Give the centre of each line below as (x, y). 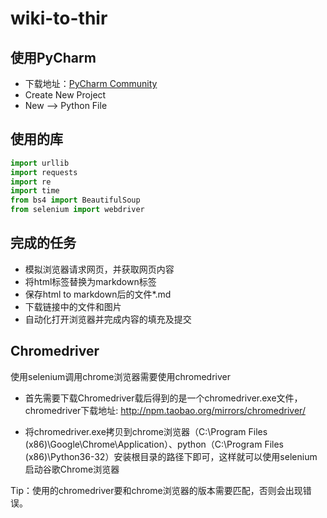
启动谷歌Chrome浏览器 (72, 469)
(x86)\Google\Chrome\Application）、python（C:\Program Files (154, 444)
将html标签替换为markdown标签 (90, 281)
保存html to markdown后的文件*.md (98, 294)
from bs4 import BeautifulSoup (75, 200)
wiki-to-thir (59, 18)
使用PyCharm (53, 57)
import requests (44, 172)
